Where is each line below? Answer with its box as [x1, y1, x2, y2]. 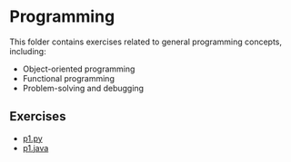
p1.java [22, 142, 49, 153]
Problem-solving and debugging [22, 82, 144, 93]
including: [9, 45, 47, 56]
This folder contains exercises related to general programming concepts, [9, 36, 283, 47]
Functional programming [22, 72, 115, 83]
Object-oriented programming [22, 63, 135, 74]
